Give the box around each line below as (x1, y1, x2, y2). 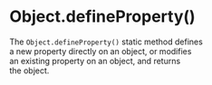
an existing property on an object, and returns (9, 55, 181, 66)
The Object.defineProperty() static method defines (9, 36, 204, 47)
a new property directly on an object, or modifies (9, 45, 192, 56)
